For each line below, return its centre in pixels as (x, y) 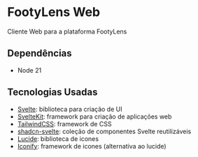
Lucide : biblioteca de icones (58, 139)
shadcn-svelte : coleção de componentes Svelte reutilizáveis (104, 131)
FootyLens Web (54, 12)
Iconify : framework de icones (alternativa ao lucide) (92, 146)
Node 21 (29, 70)
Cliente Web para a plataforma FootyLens (67, 31)
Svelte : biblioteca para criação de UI (70, 109)
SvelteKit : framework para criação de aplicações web (94, 117)
